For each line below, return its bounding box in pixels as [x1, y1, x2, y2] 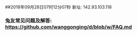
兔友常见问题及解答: [5, 17, 52, 24]
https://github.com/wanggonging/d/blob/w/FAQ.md [5, 23, 132, 30]
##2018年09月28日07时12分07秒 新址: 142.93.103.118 [5, 4, 112, 10]
